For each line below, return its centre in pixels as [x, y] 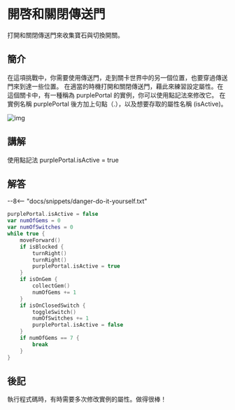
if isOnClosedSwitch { [53, 306]
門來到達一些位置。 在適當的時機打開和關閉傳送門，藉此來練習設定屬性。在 [115, 86]
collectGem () [51, 286]
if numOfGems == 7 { [50, 338]
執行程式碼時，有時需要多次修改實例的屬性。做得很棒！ [87, 399]
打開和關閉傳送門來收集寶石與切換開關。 [65, 35]
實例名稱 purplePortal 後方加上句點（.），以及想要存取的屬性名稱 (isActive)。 [117, 104]
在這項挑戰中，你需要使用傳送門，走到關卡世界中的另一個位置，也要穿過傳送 [117, 77]
